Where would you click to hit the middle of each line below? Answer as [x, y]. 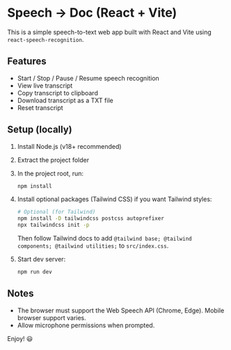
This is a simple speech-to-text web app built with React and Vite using [110, 32]
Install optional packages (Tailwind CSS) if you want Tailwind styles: [114, 199]
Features [27, 62]
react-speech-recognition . [46, 39]
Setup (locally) [40, 130]
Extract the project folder [53, 160]
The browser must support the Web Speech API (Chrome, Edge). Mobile [121, 310]
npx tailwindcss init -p [53, 225]
